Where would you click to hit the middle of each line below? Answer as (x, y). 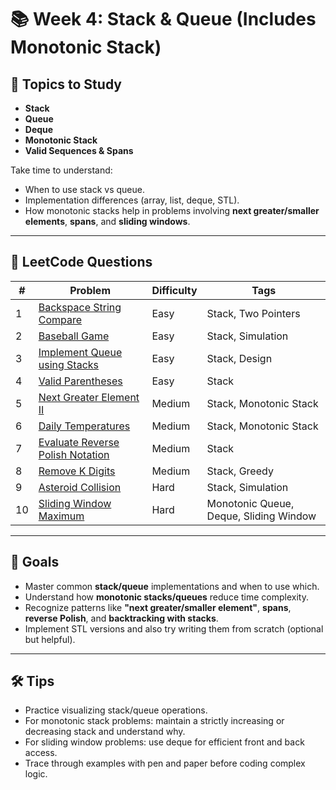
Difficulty (174, 290)
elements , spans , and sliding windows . (107, 221)
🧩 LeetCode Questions (81, 262)
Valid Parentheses (80, 381)
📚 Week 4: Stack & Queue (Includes (163, 19)
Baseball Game (74, 336)
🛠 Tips (32, 681)
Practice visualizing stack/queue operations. (116, 710)
